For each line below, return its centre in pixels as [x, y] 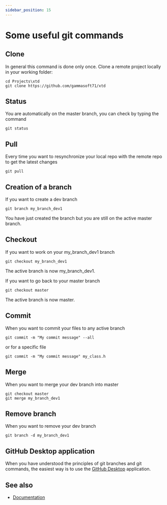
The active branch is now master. [40, 299]
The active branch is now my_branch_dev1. [50, 271]
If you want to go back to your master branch [53, 281]
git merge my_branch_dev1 [33, 398]
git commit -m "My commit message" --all [50, 337]
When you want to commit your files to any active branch [65, 328]
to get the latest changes [31, 162]
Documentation [29, 497]
